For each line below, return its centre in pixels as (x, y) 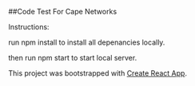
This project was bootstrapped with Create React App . (98, 73)
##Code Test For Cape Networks (63, 12)
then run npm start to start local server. (73, 58)
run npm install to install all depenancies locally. (87, 42)
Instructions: (29, 27)
